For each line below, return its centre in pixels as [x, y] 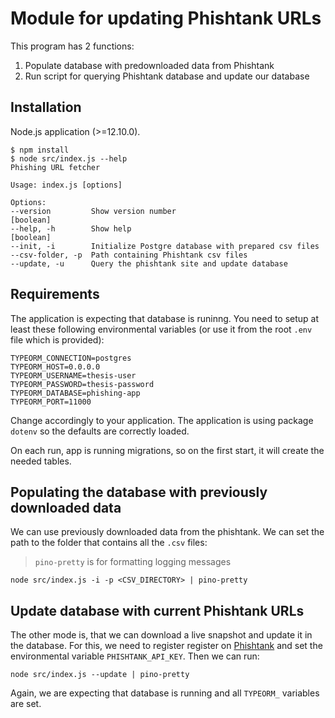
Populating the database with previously [139, 492]
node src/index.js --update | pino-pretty [100, 675]
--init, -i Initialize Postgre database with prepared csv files [165, 246]
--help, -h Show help [71, 228]
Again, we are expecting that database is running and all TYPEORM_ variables [165, 693]
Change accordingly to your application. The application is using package [162, 420]
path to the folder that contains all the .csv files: [109, 543]
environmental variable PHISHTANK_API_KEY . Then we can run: [135, 656]
